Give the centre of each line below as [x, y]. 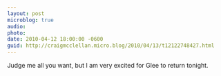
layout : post [26, 13]
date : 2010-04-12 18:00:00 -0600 [55, 39]
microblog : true [30, 20]
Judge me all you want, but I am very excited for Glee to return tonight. [108, 65]
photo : [17, 33]
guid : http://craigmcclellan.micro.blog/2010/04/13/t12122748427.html [111, 46]
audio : [17, 26]
